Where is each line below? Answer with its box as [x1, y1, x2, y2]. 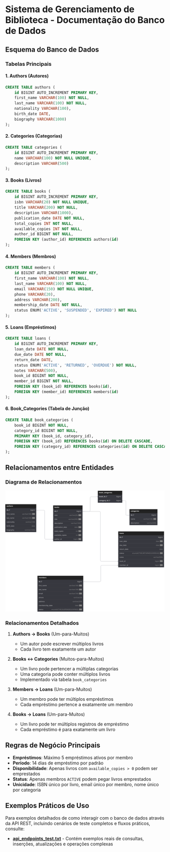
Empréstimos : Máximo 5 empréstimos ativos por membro [12, 754, 133, 760]
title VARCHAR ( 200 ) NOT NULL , [14, 205, 78, 210]
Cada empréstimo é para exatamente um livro [20, 727, 115, 732]
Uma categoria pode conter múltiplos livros [20, 671, 110, 677]
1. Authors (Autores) [5, 73, 49, 79]
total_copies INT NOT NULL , [14, 221, 73, 226]
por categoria [12, 787, 41, 793]
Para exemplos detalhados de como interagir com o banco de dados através [5, 815, 164, 821]
